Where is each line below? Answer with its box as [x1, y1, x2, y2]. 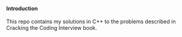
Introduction [6, 5, 38, 12]
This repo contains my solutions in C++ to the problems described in [6, 18, 176, 25]
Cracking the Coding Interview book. [6, 24, 97, 32]
